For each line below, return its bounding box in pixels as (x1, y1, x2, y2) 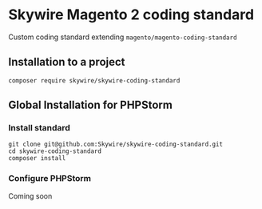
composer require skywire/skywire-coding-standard (8, 76, 181, 85)
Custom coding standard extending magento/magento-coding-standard (8, 32, 237, 42)
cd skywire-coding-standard (8, 147, 102, 155)
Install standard (8, 123, 70, 134)
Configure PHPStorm (8, 173, 92, 184)
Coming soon (8, 191, 53, 201)
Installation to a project (8, 55, 125, 69)
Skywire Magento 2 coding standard (8, 6, 254, 24)
